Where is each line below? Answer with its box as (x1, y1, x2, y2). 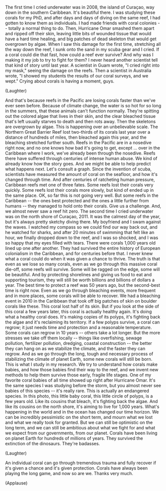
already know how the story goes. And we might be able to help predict (5, 161, 151, 166)
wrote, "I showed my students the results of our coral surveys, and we (5, 73, 149, 79)
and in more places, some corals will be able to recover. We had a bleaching (5, 293, 161, 299)
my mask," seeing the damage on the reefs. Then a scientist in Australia (5, 68, 152, 74)
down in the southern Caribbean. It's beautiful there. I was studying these (5, 9, 156, 15)
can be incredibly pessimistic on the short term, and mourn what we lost (5, 414, 153, 420)
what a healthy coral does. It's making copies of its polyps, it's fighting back (5, 314, 161, 320)
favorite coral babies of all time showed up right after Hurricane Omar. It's (5, 377, 156, 383)
